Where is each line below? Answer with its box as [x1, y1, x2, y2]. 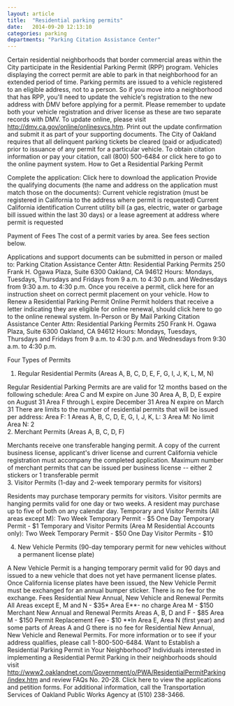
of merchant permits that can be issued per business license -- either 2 [7, 463, 213, 472]
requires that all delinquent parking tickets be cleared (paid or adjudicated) [7, 137, 223, 146]
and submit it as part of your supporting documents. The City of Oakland [7, 130, 217, 139]
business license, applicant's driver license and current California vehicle [7, 449, 218, 457]
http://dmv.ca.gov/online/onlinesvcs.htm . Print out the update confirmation [7, 123, 222, 131]
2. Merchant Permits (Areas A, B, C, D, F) [7, 428, 125, 436]
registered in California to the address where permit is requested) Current [7, 196, 219, 204]
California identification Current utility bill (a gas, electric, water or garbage [7, 203, 223, 212]
